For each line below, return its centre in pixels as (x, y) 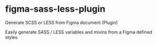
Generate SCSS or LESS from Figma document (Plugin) (62, 22)
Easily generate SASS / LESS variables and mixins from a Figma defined (79, 32)
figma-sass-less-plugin (55, 9)
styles (11, 37)
